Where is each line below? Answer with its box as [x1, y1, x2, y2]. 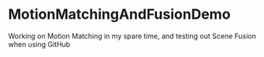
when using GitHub [8, 39, 71, 48]
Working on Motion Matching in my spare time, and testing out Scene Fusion [8, 31, 257, 41]
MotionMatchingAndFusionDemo [8, 5, 231, 23]
